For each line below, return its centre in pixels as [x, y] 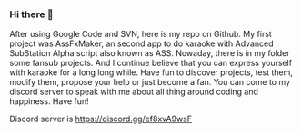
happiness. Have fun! [49, 101]
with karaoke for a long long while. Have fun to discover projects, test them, [151, 72]
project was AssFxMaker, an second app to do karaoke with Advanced [142, 43]
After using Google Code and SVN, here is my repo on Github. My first [141, 34]
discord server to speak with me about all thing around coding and [134, 92]
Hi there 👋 [32, 14]
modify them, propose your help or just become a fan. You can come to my [150, 82]
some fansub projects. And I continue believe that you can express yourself [151, 63]
